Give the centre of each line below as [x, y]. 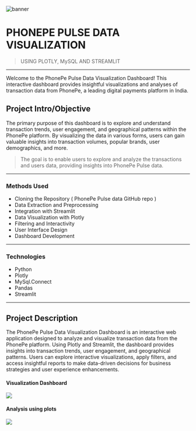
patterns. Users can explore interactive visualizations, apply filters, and [91, 357]
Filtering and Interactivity [44, 224]
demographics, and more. [37, 148]
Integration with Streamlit [45, 211]
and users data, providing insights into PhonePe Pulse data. [92, 165]
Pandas [24, 288]
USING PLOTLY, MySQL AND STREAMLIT [70, 61]
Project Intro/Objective [48, 109]
